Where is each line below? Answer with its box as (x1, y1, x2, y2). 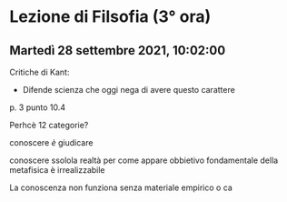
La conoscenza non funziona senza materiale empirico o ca (9, 182, 233, 193)
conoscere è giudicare (9, 137, 94, 147)
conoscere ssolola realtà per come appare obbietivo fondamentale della (9, 155, 279, 166)
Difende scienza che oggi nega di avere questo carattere (22, 85, 236, 95)
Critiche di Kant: (9, 66, 70, 77)
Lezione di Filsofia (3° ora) (9, 6, 212, 27)
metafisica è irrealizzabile (9, 165, 106, 175)
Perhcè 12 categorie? (9, 120, 89, 130)
